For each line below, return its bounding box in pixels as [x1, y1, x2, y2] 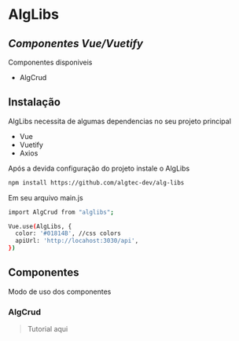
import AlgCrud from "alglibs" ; [8, 208, 114, 216]
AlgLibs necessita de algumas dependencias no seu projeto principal [8, 116, 232, 126]
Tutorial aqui [27, 324, 68, 334]
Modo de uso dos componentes [8, 287, 112, 296]
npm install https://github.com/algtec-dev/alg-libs [8, 178, 185, 186]
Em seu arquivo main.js [8, 192, 84, 202]
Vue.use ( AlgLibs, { [8, 222, 72, 230]
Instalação [8, 96, 61, 109]
